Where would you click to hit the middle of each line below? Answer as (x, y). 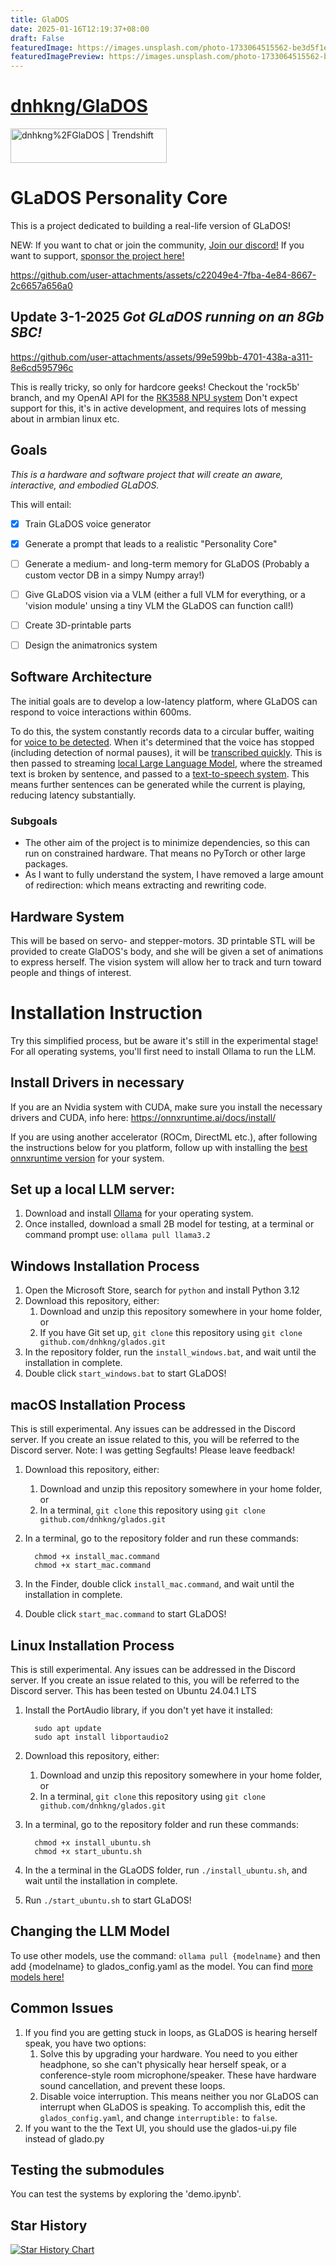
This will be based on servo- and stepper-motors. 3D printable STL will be (163, 940)
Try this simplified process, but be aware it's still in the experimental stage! (164, 1040)
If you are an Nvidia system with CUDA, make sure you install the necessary (166, 1107)
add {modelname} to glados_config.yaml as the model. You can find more (161, 1966)
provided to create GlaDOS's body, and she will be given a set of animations (167, 951)
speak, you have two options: (85, 2043)
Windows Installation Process (105, 1266)
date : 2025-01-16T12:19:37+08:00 (80, 29)
